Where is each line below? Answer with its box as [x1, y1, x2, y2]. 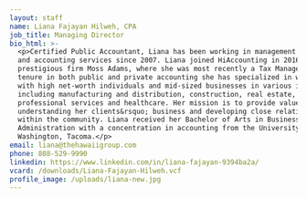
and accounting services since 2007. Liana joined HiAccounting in [17, 56, 281, 65]
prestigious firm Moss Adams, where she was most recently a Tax [17, 65, 272, 74]
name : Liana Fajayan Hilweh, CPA [9, 22, 137, 31]
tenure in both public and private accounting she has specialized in [17, 73, 292, 82]
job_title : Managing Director [9, 30, 125, 39]
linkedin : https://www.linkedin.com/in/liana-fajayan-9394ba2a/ [9, 157, 259, 167]
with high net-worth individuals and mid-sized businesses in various [17, 81, 292, 90]
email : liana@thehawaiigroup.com [9, 141, 137, 150]
